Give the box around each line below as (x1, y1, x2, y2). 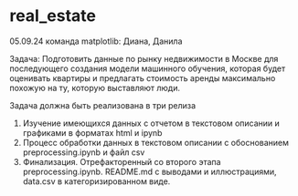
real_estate (9, 5, 97, 26)
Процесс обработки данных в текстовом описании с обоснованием (22, 137, 290, 148)
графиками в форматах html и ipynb (22, 127, 163, 138)
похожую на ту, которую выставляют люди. (9, 82, 181, 93)
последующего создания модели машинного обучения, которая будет (9, 63, 286, 74)
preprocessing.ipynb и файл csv (22, 147, 145, 158)
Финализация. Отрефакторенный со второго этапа (22, 156, 221, 167)
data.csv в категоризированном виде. (22, 175, 171, 187)
